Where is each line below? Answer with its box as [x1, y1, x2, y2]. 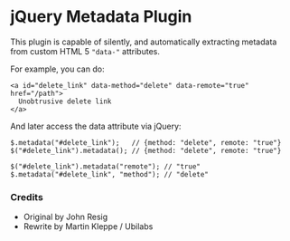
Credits [10, 190, 43, 203]
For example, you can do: [10, 63, 105, 74]
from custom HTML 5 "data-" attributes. [10, 45, 161, 56]
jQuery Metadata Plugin [10, 6, 192, 27]
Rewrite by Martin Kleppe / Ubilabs [23, 221, 154, 232]
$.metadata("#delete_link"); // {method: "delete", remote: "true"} [10, 138, 282, 147]
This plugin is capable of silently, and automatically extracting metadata [10, 36, 277, 47]
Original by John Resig [23, 211, 108, 223]
